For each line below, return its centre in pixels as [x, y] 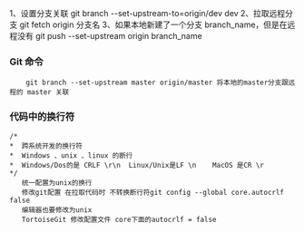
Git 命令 [26, 62]
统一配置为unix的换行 [57, 183]
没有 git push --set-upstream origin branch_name [109, 36]
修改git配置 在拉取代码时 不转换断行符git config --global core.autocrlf [152, 192]
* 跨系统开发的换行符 [46, 146]
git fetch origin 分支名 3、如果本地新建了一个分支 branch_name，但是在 [153, 24]
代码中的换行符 [42, 117]
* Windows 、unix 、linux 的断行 [71, 155]
